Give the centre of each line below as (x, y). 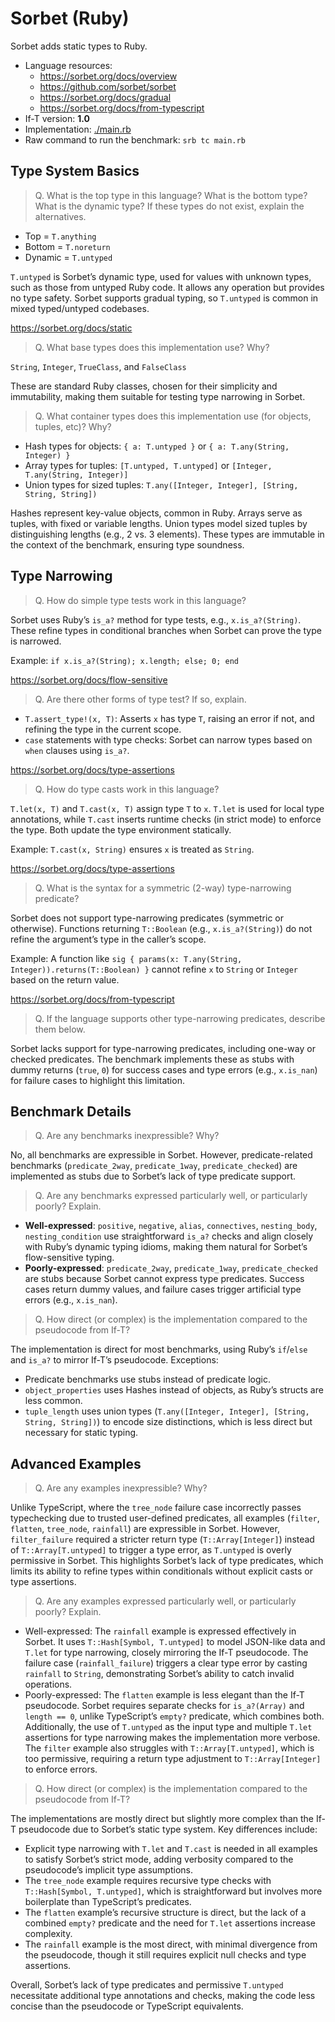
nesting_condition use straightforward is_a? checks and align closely (169, 1236)
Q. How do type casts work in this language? (127, 789)
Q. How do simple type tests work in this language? (140, 600)
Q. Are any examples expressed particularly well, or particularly (165, 1601)
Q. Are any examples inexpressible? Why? (121, 1488)
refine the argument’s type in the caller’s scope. (108, 939)
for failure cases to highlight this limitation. (97, 1080)
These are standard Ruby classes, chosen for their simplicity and (144, 386)
